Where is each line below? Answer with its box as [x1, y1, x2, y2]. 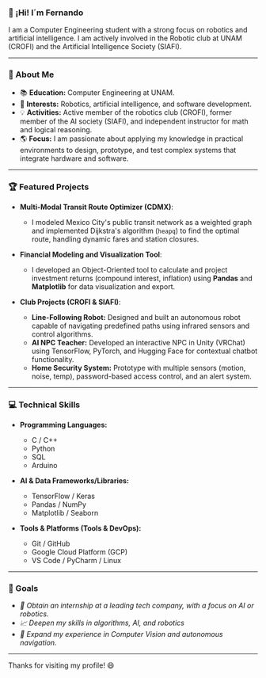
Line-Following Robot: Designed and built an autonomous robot [31, 312, 241, 322]
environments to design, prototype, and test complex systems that [19, 145, 237, 154]
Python [31, 444, 55, 454]
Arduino [31, 461, 58, 470]
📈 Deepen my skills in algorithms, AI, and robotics [19, 618, 184, 628]
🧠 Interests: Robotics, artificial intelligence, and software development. [19, 99, 252, 109]
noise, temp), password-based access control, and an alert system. [31, 371, 252, 381]
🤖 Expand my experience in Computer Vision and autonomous [19, 630, 223, 639]
